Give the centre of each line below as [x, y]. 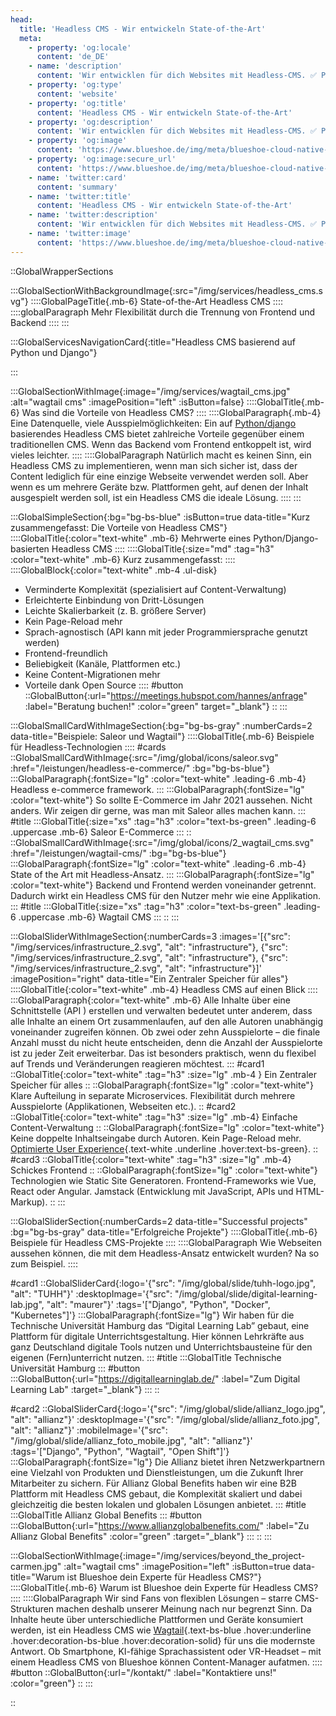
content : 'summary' [77, 187]
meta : [31, 38]
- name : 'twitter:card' [78, 177]
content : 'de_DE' [73, 57]
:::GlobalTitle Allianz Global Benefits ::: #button [106, 1515]
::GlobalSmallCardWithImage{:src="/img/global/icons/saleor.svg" [144, 757]
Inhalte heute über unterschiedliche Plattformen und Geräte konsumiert [157, 1619]
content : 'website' [77, 94]
